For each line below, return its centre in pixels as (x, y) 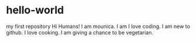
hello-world (35, 10)
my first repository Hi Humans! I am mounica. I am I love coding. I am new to (98, 26)
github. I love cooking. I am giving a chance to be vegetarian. (80, 32)
